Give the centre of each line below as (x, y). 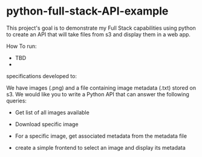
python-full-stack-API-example (87, 11)
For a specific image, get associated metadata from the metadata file (101, 136)
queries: (17, 101)
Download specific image (47, 124)
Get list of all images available (52, 112)
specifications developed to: (42, 76)
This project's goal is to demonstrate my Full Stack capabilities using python (101, 28)
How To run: (22, 46)
